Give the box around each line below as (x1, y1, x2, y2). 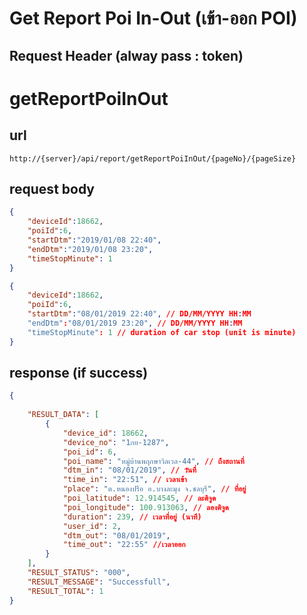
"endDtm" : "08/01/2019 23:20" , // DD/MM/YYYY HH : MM (27, 318, 243, 329)
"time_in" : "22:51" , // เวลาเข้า (62, 475, 187, 485)
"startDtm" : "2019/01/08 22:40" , (27, 235, 162, 246)
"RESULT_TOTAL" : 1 (27, 586, 104, 596)
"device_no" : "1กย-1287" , (62, 437, 170, 447)
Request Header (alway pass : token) (9, 47, 244, 64)
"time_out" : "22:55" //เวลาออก (62, 540, 186, 550)
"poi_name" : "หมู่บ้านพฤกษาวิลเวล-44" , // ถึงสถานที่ (62, 456, 245, 466)
